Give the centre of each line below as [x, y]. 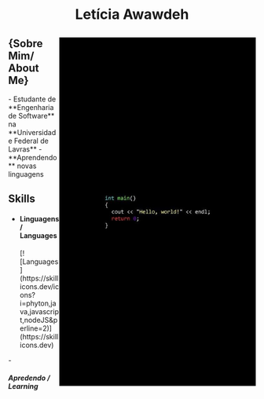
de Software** [31, 116]
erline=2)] [36, 328]
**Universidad [32, 132]
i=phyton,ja [38, 303]
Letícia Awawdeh [132, 15]
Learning [23, 386]
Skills [22, 199]
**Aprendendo [33, 157]
